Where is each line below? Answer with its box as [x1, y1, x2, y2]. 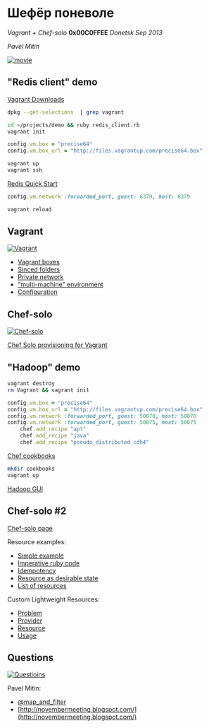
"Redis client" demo [7, 76, 98, 88]
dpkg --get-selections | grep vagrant [7, 108, 125, 116]
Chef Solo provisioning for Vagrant [7, 341, 108, 349]
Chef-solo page [7, 524, 53, 532]
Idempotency [17, 566, 56, 575]
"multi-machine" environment [17, 281, 103, 289]
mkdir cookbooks [7, 465, 55, 472]
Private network [17, 273, 64, 281]
